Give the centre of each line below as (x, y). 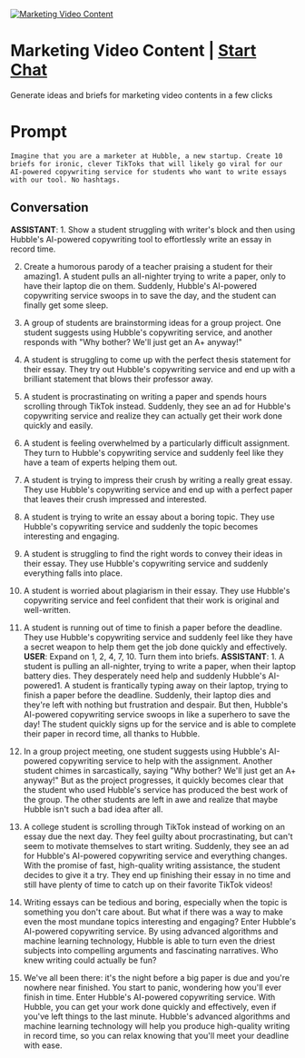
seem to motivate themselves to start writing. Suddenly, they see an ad (156, 845)
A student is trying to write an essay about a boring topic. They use (149, 517)
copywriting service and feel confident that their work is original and (151, 600)
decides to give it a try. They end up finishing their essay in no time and (157, 875)
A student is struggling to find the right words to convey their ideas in (153, 553)
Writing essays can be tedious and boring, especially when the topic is (155, 902)
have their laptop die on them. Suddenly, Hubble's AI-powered (140, 285)
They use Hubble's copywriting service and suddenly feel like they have (158, 637)
